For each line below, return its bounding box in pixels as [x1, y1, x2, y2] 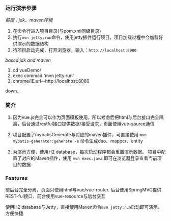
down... [5, 88, 21, 94]
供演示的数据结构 [12, 41, 49, 47]
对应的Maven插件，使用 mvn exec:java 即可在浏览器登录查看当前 [21, 155, 158, 161]
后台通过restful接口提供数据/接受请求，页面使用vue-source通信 [21, 120, 155, 127]
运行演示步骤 [5, 4, 37, 11]
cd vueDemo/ [12, 67, 42, 73]
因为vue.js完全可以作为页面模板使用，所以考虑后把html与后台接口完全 [12, 114, 159, 120]
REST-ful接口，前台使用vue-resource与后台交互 [5, 193, 106, 199]
